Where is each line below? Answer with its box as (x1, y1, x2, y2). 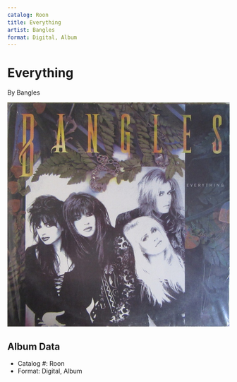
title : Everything (7, 18, 61, 26)
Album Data (7, 340, 61, 352)
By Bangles (7, 88, 40, 97)
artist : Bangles (7, 26, 55, 33)
